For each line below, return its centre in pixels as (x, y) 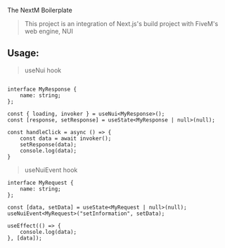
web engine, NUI (49, 31)
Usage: (24, 53)
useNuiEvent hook (51, 170)
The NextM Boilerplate (40, 10)
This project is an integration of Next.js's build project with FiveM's (121, 24)
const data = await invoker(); (66, 138)
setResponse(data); (49, 144)
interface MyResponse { (42, 89)
